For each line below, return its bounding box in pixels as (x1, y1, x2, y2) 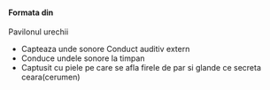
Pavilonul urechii (8, 26, 69, 37)
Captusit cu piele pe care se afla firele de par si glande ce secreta (20, 63, 262, 73)
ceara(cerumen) (20, 71, 81, 83)
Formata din (8, 7, 54, 18)
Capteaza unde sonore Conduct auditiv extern (20, 44, 190, 55)
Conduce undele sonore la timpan (20, 53, 145, 64)
